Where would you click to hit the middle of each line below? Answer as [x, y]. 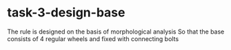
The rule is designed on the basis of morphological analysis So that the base [116, 32]
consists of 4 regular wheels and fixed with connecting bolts [93, 38]
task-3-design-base [66, 13]
